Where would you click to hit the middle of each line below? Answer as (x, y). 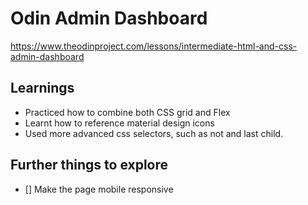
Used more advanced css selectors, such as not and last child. (154, 133)
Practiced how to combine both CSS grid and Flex (127, 112)
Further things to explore (89, 165)
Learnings (42, 88)
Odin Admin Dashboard (109, 18)
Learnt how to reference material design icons (119, 123)
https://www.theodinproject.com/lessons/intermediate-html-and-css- (154, 46)
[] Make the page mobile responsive (99, 189)
